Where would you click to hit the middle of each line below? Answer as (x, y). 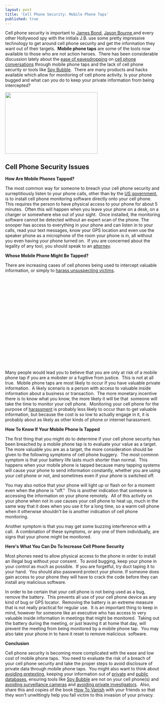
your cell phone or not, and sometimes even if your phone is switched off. (80, 476)
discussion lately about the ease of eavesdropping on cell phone (71, 59)
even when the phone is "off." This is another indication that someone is (79, 490)
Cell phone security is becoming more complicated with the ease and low (80, 653)
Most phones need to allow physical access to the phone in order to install (81, 556)
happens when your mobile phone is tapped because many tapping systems (82, 465)
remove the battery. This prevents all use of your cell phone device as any (81, 597)
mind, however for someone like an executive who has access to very (76, 613)
